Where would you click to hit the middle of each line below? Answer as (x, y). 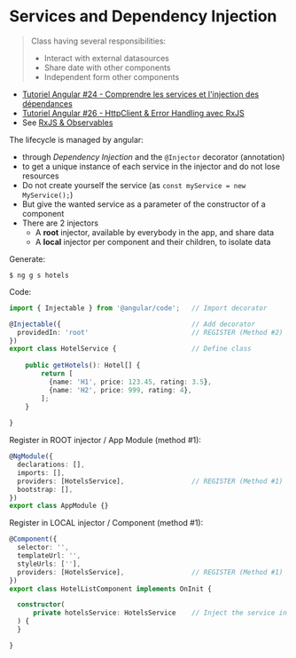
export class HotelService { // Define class (130, 349)
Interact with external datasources (107, 58)
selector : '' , (43, 548)
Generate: (27, 258)
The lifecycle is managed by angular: (76, 139)
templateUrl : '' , (49, 556)
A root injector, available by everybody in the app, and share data (155, 232)
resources (40, 176)
